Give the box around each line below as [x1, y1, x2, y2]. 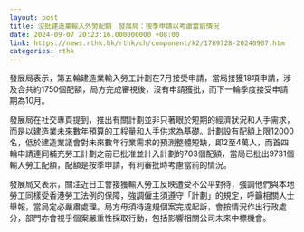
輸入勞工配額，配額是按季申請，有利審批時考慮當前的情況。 [9, 160, 232, 171]
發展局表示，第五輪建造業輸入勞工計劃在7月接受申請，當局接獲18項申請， [9, 73, 284, 84]
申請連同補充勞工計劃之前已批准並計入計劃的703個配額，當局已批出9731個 [16, 148, 295, 159]
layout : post [9, 13, 59, 23]
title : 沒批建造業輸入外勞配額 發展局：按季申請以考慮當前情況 [9, 22, 220, 31]
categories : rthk [9, 47, 75, 56]
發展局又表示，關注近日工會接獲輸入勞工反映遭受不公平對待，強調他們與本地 [9, 179, 295, 190]
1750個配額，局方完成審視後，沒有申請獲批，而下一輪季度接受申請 [40, 84, 289, 95]
